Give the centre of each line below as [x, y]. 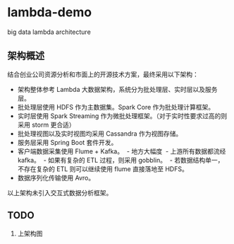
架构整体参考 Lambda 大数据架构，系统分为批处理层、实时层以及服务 [117, 89]
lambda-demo [50, 12]
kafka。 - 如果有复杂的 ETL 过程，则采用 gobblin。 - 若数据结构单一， [121, 160]
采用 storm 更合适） [46, 124]
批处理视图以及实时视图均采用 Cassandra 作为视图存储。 [100, 133]
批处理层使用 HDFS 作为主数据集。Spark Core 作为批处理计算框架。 [116, 107]
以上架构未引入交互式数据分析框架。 [60, 192]
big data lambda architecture [49, 32]
